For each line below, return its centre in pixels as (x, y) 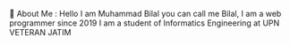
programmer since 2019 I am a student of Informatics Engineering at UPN (145, 23)
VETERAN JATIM (40, 32)
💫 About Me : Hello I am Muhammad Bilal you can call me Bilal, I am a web (145, 14)
